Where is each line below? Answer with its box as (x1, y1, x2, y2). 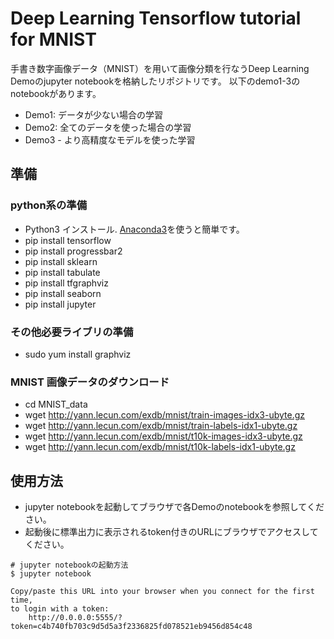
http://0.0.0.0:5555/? (28, 613, 123, 623)
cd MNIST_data (24, 398, 88, 411)
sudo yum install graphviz (24, 348, 132, 360)
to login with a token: (10, 604, 110, 614)
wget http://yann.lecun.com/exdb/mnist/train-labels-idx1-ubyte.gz (24, 420, 298, 432)
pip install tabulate (24, 266, 101, 278)
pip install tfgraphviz (24, 277, 109, 289)
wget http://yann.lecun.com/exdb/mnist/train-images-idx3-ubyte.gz (24, 409, 305, 421)
